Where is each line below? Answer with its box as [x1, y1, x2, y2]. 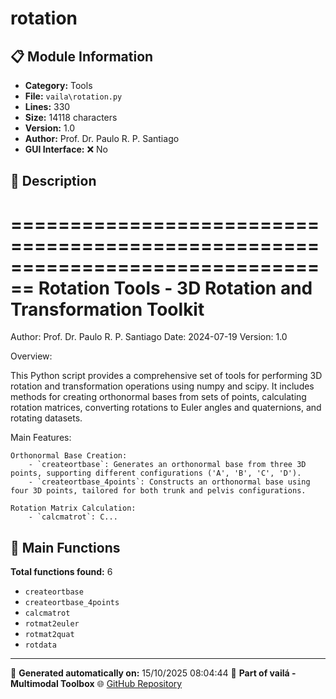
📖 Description [10, 173, 97, 190]
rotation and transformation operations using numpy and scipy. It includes [10, 380, 315, 392]
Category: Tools [24, 80, 93, 91]
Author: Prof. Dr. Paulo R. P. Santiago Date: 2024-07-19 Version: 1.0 [10, 331, 288, 343]
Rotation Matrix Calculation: [10, 503, 137, 514]
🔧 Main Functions [10, 539, 121, 556]
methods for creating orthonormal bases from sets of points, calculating [10, 391, 307, 403]
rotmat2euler [24, 619, 80, 629]
